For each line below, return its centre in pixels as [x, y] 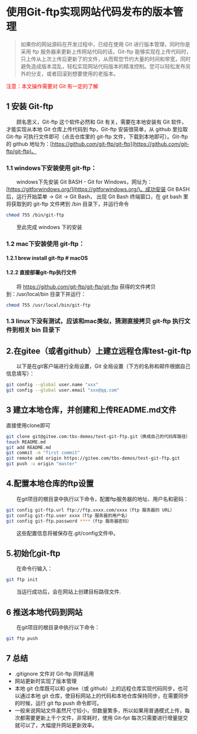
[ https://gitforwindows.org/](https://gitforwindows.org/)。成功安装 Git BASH [98, 190]
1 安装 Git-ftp [30, 107]
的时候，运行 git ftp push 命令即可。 [58, 703]
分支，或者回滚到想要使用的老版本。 [75, 74]
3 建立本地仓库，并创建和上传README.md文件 [91, 410]
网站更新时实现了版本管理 [46, 681]
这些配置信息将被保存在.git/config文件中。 [68, 533]
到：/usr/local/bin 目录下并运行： [46, 294]
